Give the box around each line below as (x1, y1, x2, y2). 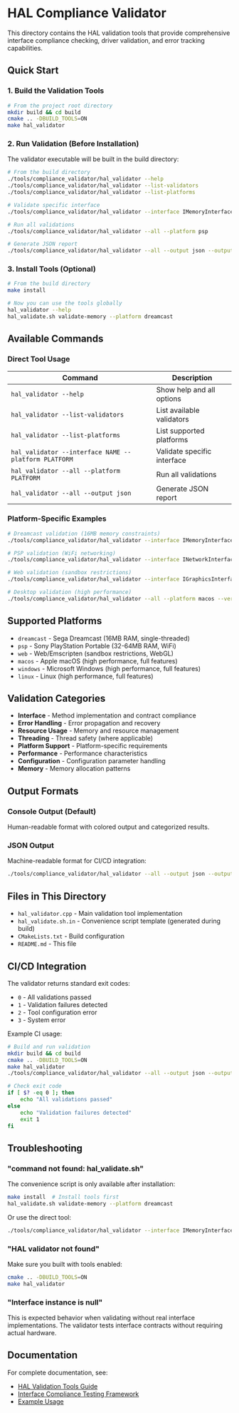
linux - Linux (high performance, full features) (17, 672, 154, 680)
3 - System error (17, 1015, 66, 1024)
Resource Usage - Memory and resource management (17, 726, 179, 735)
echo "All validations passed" (20, 1096, 113, 1103)
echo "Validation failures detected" (20, 1109, 132, 1116)
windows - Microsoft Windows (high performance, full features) (17, 664, 201, 673)
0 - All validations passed (17, 993, 92, 1001)
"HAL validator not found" (7, 1243, 100, 1253)
